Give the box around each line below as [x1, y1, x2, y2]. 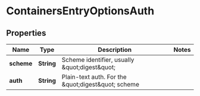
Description [98, 46, 132, 54]
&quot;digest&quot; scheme [61, 80, 140, 88]
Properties [6, 28, 46, 38]
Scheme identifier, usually [61, 55, 135, 64]
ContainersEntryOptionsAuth [6, 4, 155, 18]
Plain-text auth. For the [61, 73, 127, 81]
